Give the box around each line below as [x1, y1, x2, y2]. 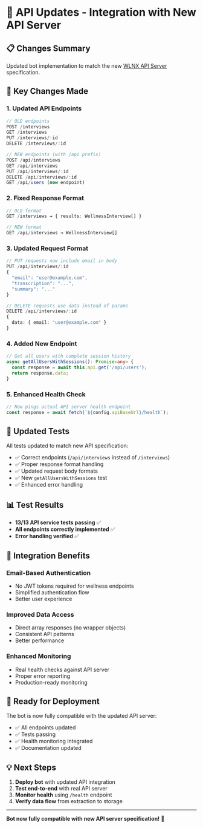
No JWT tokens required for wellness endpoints [14, 582, 134, 590]
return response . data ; [11, 370, 69, 376]
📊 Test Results [6, 499, 64, 510]
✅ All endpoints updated [14, 724, 76, 731]
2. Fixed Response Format [6, 194, 85, 202]
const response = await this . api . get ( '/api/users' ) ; [11, 364, 147, 370]
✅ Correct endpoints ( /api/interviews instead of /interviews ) [14, 454, 170, 461]
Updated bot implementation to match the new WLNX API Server [6, 62, 167, 69]
